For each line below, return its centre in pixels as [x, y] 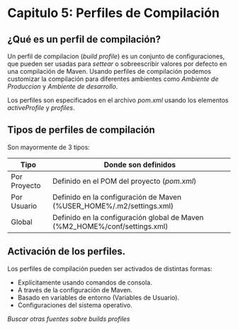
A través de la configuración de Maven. [75, 290]
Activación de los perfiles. [67, 252]
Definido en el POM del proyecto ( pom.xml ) [124, 181]
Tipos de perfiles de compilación [81, 130]
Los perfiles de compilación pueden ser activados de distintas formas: [110, 268]
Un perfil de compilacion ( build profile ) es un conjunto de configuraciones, [116, 56]
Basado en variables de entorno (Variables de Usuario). [98, 297]
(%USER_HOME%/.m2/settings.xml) [113, 206]
